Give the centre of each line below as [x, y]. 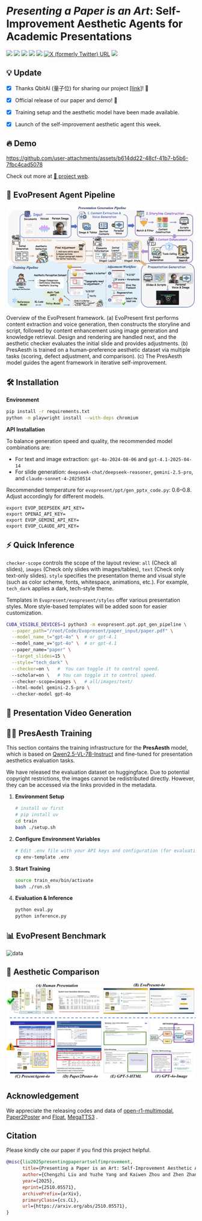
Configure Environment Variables [57, 839]
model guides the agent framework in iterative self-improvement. [87, 363]
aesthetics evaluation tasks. [41, 760]
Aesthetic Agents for [130, 24]
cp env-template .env [42, 857]
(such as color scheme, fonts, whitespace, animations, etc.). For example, [98, 582]
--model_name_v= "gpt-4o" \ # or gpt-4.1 [64, 644]
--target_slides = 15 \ [39, 656]
